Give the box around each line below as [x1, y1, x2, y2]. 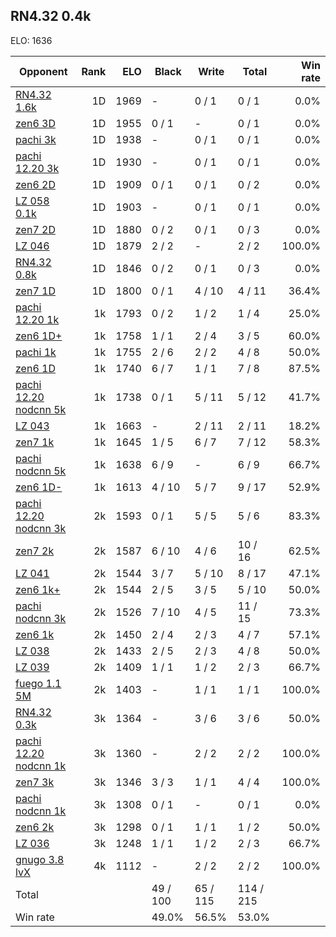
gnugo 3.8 [15, 852, 65, 866]
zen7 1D [15, 284, 56, 298]
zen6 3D [15, 116, 56, 130]
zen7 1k [15, 435, 55, 449]
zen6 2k [15, 820, 55, 834]
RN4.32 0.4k [10, 8, 92, 25]
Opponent [18, 64, 68, 78]
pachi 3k [15, 132, 57, 146]
